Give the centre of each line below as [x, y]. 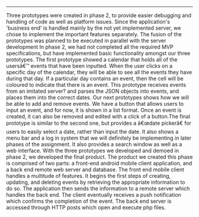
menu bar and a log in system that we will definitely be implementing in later [99, 138]
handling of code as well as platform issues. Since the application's [88, 22]
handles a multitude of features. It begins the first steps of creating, [89, 176]
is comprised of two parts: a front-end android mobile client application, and [99, 163]
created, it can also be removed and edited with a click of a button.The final [98, 116]
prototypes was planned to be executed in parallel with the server [86, 40]
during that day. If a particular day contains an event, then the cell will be [95, 78]
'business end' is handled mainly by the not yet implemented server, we [94, 28]
